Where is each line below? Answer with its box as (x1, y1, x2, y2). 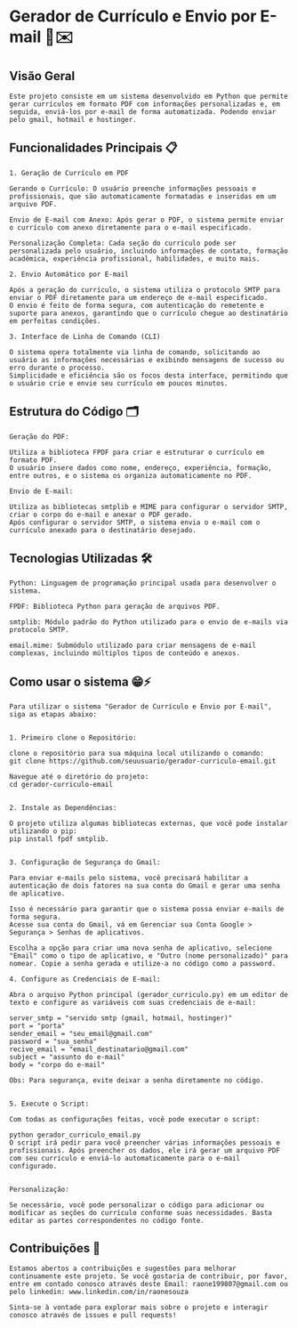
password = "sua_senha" (9, 1037, 98, 1047)
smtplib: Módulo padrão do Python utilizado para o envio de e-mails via (9, 618, 289, 627)
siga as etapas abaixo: (9, 710, 98, 719)
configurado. (9, 1162, 58, 1171)
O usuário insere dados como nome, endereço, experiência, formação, (9, 463, 273, 473)
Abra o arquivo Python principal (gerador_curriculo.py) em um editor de (9, 991, 289, 1000)
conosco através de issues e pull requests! (9, 1311, 177, 1320)
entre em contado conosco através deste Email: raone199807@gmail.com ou (9, 1280, 289, 1289)
